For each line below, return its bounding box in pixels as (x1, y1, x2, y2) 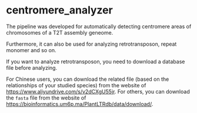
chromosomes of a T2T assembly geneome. (6, 29, 113, 36)
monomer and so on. (6, 46, 57, 53)
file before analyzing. (6, 64, 58, 71)
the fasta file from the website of (6, 94, 86, 101)
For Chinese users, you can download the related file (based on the (6, 76, 169, 83)
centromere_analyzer (6, 4, 113, 17)
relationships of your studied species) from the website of (6, 81, 146, 88)
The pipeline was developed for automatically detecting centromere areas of (6, 23, 192, 30)
